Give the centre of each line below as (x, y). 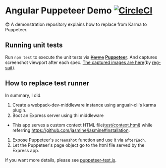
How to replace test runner (47, 84)
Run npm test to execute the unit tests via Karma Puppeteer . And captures (81, 57)
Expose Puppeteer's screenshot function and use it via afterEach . (79, 140)
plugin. (19, 110)
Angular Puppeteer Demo (58, 11)
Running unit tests (34, 45)
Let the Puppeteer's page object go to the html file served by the (78, 145)
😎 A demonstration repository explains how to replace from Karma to (76, 24)
